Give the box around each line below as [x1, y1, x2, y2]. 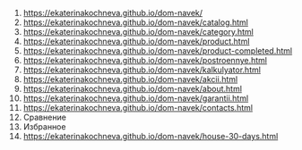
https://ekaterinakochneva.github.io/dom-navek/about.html [22, 84, 243, 94]
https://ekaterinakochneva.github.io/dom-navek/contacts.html [22, 103, 254, 112]
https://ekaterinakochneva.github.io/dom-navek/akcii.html [22, 74, 238, 84]
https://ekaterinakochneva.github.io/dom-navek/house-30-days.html [22, 131, 279, 141]
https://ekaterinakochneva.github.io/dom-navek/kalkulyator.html [22, 64, 261, 75]
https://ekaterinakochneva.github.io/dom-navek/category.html [22, 27, 254, 37]
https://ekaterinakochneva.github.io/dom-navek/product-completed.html [22, 46, 293, 56]
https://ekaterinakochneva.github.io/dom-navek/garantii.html [22, 93, 249, 104]
